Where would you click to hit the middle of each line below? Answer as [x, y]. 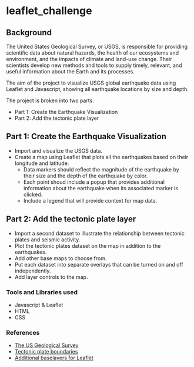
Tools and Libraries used [42, 292]
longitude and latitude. [42, 163]
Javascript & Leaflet [39, 305]
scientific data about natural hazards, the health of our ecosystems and [93, 53]
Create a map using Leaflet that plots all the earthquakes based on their [101, 157]
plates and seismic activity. [47, 240]
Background [29, 33]
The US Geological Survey [46, 345]
